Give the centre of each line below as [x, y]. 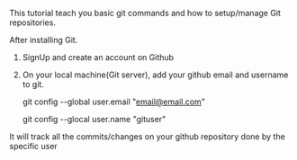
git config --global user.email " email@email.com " [113, 102]
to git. [33, 84]
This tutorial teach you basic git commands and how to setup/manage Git [145, 13]
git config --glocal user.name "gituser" [94, 119]
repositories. [33, 22]
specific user [34, 146]
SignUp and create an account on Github [98, 57]
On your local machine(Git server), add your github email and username [155, 75]
